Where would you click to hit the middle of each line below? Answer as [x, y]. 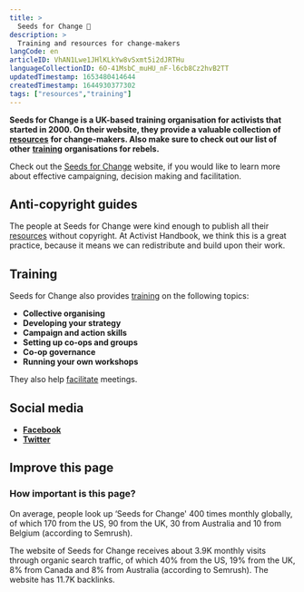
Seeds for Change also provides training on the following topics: [129, 296]
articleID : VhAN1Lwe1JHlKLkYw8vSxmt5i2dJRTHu [97, 60]
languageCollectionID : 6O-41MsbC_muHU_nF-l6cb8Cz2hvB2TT [119, 69]
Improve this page [62, 468]
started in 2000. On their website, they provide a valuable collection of [145, 129]
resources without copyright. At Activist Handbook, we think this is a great [148, 236]
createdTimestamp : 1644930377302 [73, 85]
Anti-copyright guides [74, 204]
